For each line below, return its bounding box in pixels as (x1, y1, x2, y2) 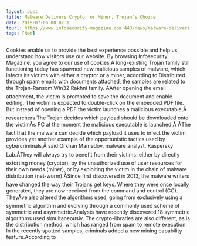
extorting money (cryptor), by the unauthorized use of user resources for (6, 159, 183, 167)
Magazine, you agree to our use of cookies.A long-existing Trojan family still (6, 59, 190, 67)
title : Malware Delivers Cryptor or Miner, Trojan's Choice (6, 14, 157, 20)
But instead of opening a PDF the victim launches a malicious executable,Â (6, 106, 187, 113)
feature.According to (6, 234, 56, 241)
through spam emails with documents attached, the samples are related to (6, 78, 186, 85)
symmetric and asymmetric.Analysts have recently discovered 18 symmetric (6, 208, 191, 215)
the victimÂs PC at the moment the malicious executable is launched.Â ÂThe (6, 121, 191, 128)
